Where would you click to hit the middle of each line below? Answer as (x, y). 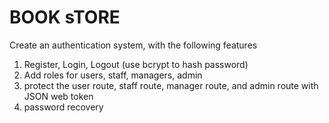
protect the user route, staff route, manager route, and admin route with (171, 85)
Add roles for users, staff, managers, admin (113, 75)
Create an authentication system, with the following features (133, 45)
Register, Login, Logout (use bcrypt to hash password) (136, 64)
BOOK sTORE (65, 17)
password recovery (63, 107)
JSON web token (58, 96)
